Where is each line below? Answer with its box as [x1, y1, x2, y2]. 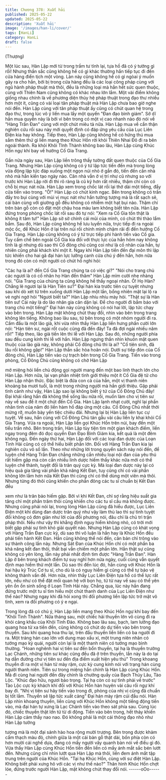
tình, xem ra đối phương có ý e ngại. [5, 598, 79, 605]
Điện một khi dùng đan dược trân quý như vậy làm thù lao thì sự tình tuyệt [5, 509, 155, 515]
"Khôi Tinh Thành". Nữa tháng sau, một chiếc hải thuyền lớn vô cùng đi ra [5, 613, 155, 620]
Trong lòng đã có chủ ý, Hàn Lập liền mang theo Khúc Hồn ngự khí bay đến [5, 608, 159, 614]
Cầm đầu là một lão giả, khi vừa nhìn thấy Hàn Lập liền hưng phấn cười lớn [5, 320, 157, 326]
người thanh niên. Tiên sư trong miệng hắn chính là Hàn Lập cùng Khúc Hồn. [5, 667, 161, 672]
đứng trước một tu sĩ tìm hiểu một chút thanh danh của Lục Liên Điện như [5, 588, 155, 594]
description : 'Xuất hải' [5, 21, 56, 26]
